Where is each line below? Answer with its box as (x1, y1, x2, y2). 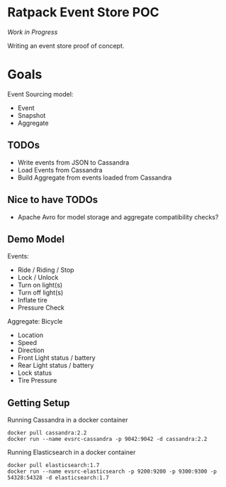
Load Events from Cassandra (17, 165, 103, 174)
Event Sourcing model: (7, 89, 74, 98)
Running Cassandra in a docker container (7, 416, 129, 425)
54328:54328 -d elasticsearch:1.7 (7, 474, 110, 481)
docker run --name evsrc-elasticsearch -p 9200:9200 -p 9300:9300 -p (7, 468, 217, 476)
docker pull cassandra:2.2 (7, 429, 87, 437)
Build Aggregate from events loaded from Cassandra (17, 173, 172, 182)
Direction (17, 346, 45, 355)
